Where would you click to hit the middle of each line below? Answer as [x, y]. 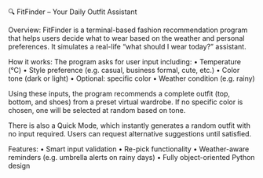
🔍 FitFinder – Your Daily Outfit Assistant [73, 12]
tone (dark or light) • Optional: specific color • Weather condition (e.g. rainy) [131, 78]
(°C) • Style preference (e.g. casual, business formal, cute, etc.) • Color [124, 70]
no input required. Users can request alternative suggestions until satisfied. [130, 134]
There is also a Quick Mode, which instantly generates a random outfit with [130, 125]
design [19, 165]
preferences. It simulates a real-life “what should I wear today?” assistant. [127, 47]
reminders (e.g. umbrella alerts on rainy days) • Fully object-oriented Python [131, 157]
